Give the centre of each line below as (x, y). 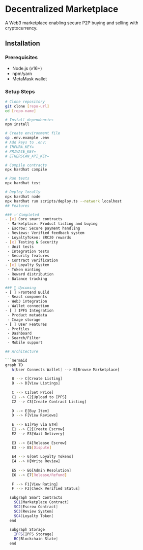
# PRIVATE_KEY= (21, 151)
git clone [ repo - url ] (27, 106)
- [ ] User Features (26, 324)
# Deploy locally (23, 192)
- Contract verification (32, 260)
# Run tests (17, 178)
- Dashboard (19, 334)
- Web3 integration (27, 302)
